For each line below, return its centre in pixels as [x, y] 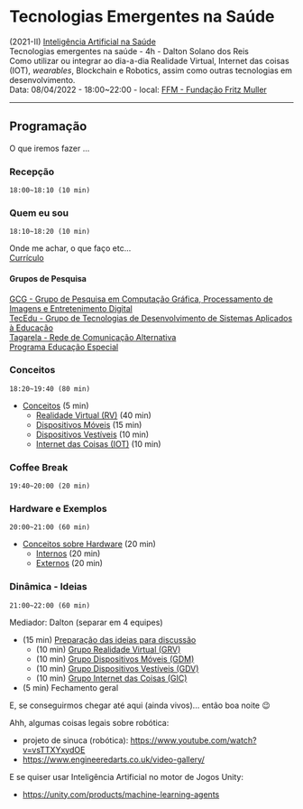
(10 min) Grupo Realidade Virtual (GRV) [108, 649]
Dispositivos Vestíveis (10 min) [92, 434]
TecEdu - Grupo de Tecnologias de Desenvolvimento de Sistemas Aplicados [151, 318]
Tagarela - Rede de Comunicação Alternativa [93, 337]
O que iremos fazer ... [50, 148]
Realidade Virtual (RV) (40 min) [93, 415]
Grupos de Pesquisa [48, 278]
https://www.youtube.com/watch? [193, 740]
